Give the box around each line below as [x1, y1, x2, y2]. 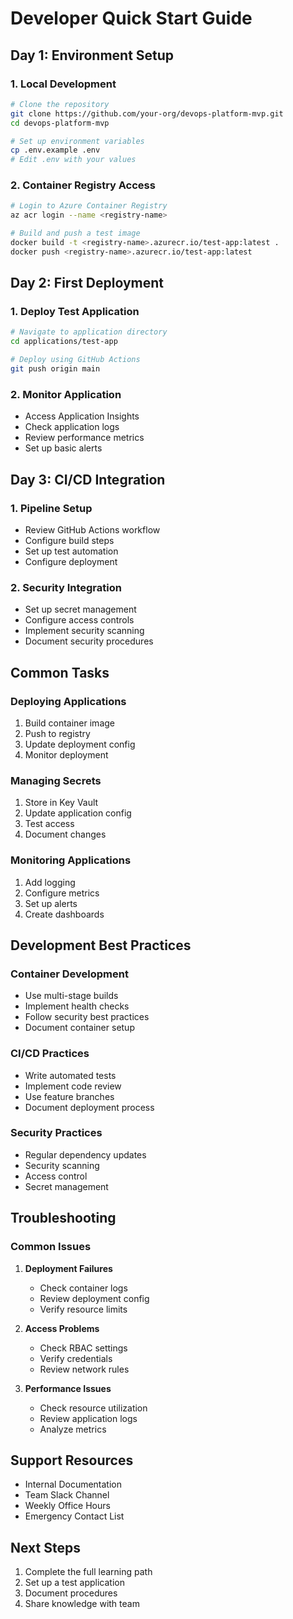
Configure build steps [24, 534, 115, 546]
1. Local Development [10, 77, 117, 91]
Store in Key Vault [24, 797, 99, 809]
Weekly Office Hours [24, 1500, 111, 1512]
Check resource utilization [39, 1402, 148, 1414]
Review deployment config [39, 1292, 150, 1304]
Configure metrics [24, 887, 100, 899]
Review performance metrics [24, 432, 145, 444]
